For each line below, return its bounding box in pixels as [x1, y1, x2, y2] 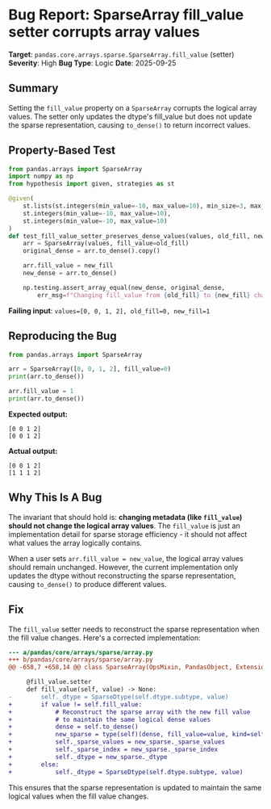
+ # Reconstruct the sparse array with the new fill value [8, 708, 251, 716]
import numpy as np [8, 172, 74, 181]
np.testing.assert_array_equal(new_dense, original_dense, [23, 283, 226, 291]
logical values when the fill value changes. [8, 791, 149, 801]
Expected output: [8, 409, 69, 419]
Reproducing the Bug [8, 329, 117, 343]
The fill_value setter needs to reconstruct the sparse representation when [8, 624, 260, 634]
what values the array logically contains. [8, 538, 143, 547]
